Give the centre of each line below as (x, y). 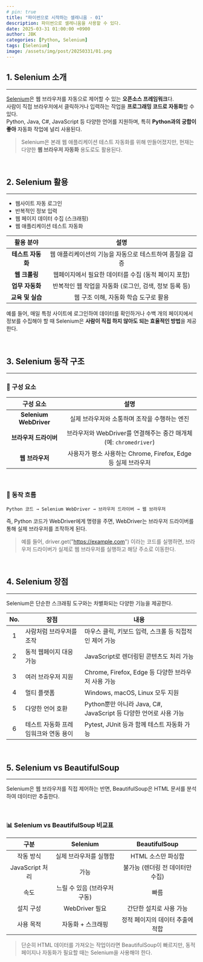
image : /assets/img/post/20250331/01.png (59, 51)
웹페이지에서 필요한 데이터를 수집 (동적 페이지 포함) (122, 275)
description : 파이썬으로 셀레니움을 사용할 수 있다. (64, 23)
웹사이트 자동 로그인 (38, 203)
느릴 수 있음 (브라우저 (85, 888)
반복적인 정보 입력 (36, 211)
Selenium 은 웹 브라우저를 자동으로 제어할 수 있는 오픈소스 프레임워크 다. (90, 99)
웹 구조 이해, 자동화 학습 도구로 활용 (121, 297)
